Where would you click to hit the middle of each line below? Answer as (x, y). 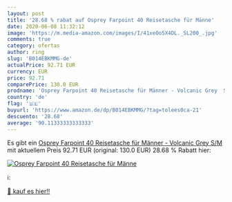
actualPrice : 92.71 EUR (41, 65)
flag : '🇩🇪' (24, 104)
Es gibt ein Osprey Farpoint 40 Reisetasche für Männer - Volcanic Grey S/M (115, 143)
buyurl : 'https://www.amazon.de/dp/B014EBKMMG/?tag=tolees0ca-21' (105, 110)
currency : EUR (28, 71)
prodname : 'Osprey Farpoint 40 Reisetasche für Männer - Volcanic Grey (112, 91)
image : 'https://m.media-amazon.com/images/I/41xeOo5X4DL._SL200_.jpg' (112, 33)
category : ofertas (33, 46)
